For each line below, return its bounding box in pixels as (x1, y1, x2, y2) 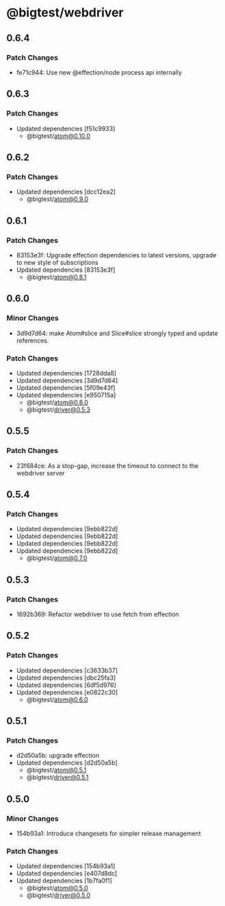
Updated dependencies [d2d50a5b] (16, 758, 118, 767)
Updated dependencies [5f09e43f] (16, 383, 116, 392)
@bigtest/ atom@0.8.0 (26, 398, 88, 406)
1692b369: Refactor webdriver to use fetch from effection (16, 609, 179, 618)
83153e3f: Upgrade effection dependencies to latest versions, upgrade (16, 251, 217, 259)
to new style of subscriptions (16, 258, 98, 266)
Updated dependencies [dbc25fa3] (16, 673, 116, 682)
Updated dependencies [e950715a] (16, 391, 116, 399)
